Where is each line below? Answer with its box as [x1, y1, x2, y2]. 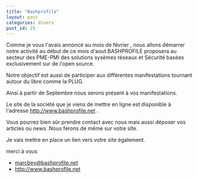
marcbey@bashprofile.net [14, 159, 79, 166]
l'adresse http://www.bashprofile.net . [6, 107, 99, 114]
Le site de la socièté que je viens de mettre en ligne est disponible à [6, 101, 171, 108]
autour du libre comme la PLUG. [6, 78, 84, 85]
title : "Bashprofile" [6, 8, 60, 15]
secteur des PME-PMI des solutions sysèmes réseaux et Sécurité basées [6, 54, 184, 61]
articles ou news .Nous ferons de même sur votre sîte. [6, 125, 138, 132]
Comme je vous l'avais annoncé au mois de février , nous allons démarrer [6, 41, 185, 48]
